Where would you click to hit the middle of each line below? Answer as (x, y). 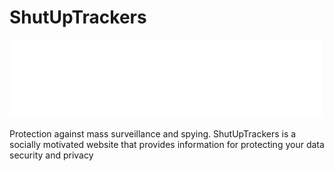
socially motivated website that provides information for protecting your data (167, 144)
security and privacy (51, 155)
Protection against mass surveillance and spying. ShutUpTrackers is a (153, 133)
